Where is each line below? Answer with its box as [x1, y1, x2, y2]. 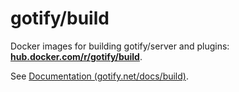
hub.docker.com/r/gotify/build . [10, 50, 143, 62]
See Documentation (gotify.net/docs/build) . [10, 70, 189, 82]
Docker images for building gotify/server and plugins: [10, 40, 230, 52]
